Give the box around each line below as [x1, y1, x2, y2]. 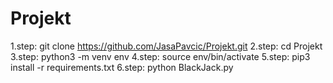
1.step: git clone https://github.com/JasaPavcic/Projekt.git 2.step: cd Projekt [10, 40, 323, 52]
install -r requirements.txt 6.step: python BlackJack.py [10, 61, 234, 73]
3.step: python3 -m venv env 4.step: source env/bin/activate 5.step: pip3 [10, 50, 311, 62]
